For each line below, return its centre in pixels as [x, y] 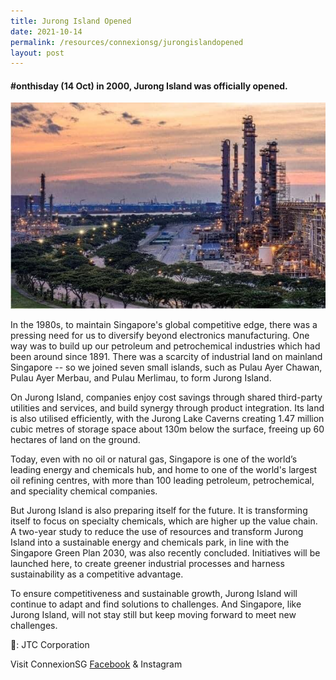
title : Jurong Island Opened [71, 21]
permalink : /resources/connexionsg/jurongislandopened [127, 42]
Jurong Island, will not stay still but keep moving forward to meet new [153, 615]
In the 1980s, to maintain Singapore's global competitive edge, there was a [164, 325]
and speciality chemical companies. [84, 491]
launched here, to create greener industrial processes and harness [147, 564]
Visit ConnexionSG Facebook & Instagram [96, 664]
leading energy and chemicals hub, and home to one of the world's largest [164, 470]
